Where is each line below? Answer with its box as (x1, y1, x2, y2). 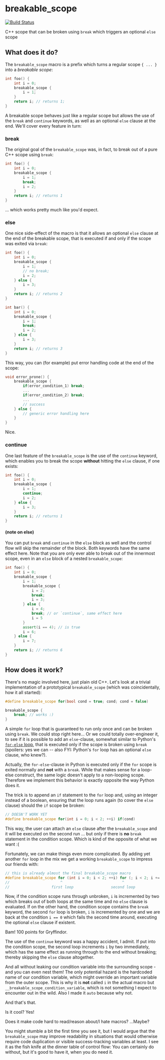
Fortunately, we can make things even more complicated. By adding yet (5, 851, 150, 857)
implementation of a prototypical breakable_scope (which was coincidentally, (5, 684, 161, 690)
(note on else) (5, 529, 34, 535)
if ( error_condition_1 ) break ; (23, 384, 85, 389)
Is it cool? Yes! (5, 1009, 34, 1015)
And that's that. (5, 999, 36, 1005)
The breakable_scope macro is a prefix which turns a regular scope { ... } (5, 61, 157, 67)
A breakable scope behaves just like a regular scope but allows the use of (5, 112, 155, 118)
